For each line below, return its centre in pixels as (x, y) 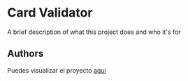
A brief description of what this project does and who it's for (94, 32)
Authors (26, 54)
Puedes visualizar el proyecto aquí (57, 70)
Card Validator (50, 13)
